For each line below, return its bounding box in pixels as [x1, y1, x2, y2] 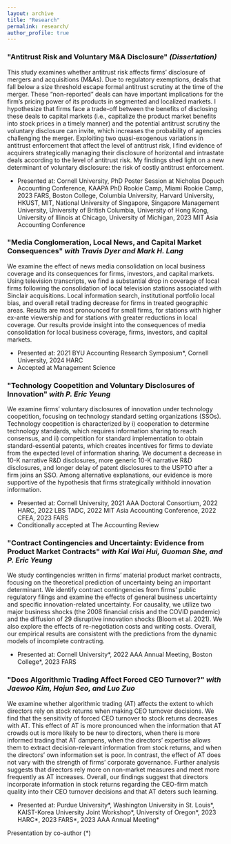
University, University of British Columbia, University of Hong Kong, [17, 206, 209, 214]
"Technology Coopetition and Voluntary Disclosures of [7, 380, 195, 390]
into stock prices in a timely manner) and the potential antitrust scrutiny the [7, 119, 221, 128]
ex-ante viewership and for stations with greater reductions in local [7, 313, 198, 322]
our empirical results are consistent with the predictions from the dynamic [7, 629, 217, 638]
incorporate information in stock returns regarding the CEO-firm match [7, 780, 208, 788]
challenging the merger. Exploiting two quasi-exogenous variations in [7, 134, 204, 142]
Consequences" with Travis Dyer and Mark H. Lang [7, 246, 184, 256]
